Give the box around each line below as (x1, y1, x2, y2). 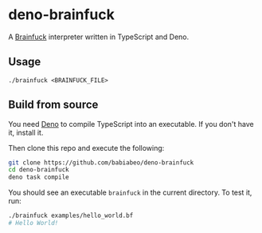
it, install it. (8, 128, 44, 137)
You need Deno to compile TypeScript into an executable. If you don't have (8, 119, 255, 128)
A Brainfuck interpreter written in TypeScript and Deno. (8, 32, 190, 41)
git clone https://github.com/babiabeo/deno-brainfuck (8, 158, 194, 167)
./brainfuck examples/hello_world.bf (8, 211, 134, 220)
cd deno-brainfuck (8, 166, 69, 174)
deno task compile (8, 173, 69, 181)
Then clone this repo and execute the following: (8, 143, 165, 152)
